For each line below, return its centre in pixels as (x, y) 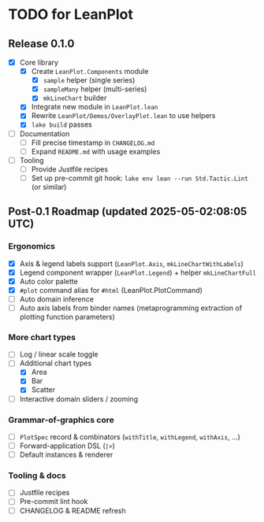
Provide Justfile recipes (70, 169)
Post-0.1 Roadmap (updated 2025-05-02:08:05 (128, 211)
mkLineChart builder (75, 98)
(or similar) (49, 187)
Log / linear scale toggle (59, 354)
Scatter (43, 390)
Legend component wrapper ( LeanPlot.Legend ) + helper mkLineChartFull (138, 272)
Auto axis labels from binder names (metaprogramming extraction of (131, 308)
